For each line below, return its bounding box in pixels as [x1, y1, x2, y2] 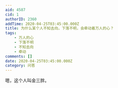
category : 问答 [5, 63, 35, 68]
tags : [5, 30, 16, 35]
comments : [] [5, 53, 32, 59]
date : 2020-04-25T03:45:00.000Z [5, 58, 72, 63]
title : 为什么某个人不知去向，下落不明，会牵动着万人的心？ [5, 26, 114, 31]
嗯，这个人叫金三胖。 [5, 77, 49, 83]
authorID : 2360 [5, 16, 37, 21]
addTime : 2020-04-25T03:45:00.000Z [5, 21, 79, 26]
